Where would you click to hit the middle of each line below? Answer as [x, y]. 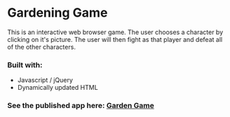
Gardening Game [57, 13]
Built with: [25, 65]
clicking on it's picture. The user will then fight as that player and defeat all [115, 39]
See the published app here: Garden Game [81, 106]
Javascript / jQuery [45, 80]
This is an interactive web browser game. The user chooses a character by [115, 32]
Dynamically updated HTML [57, 88]
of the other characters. [41, 47]
